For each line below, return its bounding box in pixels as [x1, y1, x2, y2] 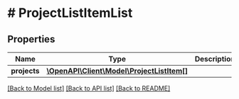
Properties [7, 33, 55, 45]
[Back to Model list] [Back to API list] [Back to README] [7, 84, 171, 93]
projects [11, 66, 41, 76]
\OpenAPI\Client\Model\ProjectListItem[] [46, 66, 188, 76]
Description [194, 54, 235, 64]
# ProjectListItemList [7, 5, 133, 21]
